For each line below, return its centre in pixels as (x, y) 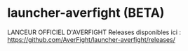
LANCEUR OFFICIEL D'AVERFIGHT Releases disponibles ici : (94, 32)
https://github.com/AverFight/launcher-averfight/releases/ (91, 39)
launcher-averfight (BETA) (86, 13)
